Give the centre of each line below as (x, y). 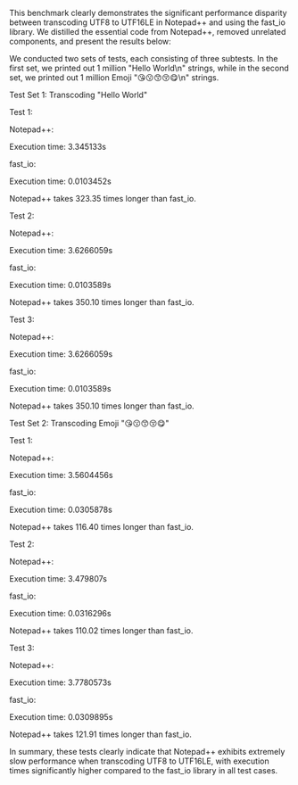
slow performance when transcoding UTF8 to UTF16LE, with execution (139, 761)
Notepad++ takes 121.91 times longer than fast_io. (100, 734)
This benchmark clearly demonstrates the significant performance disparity (148, 13)
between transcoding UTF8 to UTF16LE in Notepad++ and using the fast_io (147, 22)
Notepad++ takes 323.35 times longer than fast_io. (103, 198)
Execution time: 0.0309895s (61, 717)
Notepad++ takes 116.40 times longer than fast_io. (102, 527)
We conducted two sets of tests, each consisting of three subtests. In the (144, 58)
